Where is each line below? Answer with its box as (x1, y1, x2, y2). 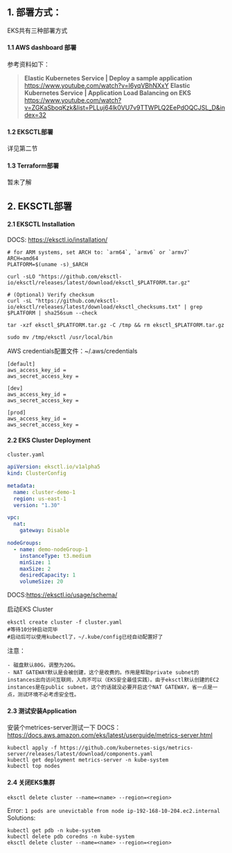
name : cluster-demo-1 (13, 489, 76, 495)
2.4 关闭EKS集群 (7, 778, 55, 786)
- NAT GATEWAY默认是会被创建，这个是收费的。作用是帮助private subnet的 (7, 669, 199, 676)
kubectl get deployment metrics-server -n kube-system (7, 757, 169, 764)
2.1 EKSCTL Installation (7, 220, 75, 229)
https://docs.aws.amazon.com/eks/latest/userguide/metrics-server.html (7, 731, 213, 739)
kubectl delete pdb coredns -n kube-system (7, 833, 135, 840)
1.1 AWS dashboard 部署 (7, 44, 77, 52)
